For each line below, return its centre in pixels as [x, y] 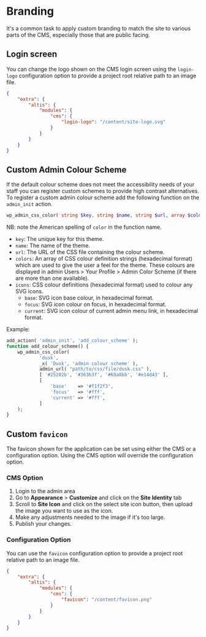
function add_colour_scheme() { [48, 346]
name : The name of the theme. [53, 246]
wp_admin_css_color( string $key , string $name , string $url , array [96, 216]
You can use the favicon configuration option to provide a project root [95, 553]
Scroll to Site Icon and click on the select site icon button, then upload [104, 504]
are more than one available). [52, 279]
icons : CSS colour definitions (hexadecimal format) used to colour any [104, 285]
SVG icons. [29, 291]
